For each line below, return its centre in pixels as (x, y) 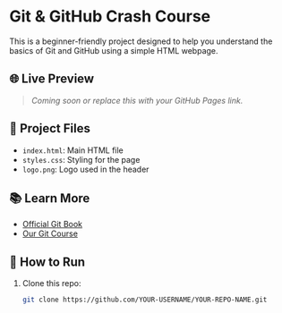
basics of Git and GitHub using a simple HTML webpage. (114, 50)
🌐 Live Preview (52, 79)
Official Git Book (52, 224)
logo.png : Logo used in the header (85, 169)
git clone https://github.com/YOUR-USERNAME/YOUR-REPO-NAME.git (145, 300)
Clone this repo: (51, 283)
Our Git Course (50, 233)
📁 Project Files (50, 128)
